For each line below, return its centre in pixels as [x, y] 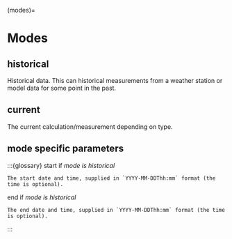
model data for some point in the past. [62, 88]
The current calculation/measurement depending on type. [90, 126]
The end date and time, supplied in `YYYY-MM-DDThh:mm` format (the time [116, 210]
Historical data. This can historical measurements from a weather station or [115, 80]
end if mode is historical [42, 197]
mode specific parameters [65, 149]
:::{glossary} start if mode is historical [61, 165]
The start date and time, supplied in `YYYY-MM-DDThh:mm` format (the [111, 178]
